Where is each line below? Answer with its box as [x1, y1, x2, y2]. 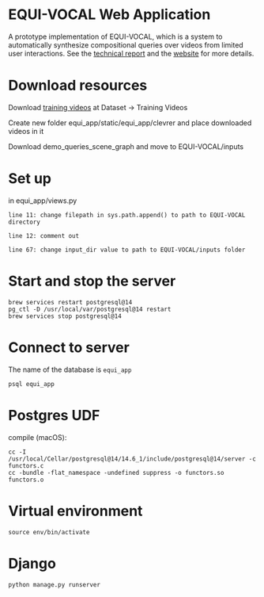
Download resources [8, 77, 148, 94]
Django [8, 554, 57, 572]
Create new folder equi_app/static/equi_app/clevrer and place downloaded [8, 117, 252, 128]
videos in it [8, 126, 44, 136]
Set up [8, 170, 51, 188]
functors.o [8, 476, 44, 484]
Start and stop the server [8, 272, 176, 290]
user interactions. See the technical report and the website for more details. [8, 48, 255, 58]
